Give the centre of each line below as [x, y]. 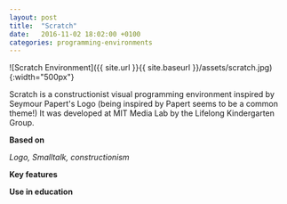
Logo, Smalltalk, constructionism [70, 158]
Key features [33, 175]
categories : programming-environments [81, 42]
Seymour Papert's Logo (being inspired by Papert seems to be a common [143, 104]
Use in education [41, 192]
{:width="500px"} [42, 78]
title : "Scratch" [43, 26]
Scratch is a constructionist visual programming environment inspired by [142, 94]
